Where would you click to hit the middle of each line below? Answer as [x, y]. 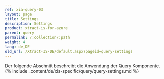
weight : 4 [15, 42]
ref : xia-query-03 [24, 10]
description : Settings [29, 24]
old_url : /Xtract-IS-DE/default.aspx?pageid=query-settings [69, 51]
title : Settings [22, 19]
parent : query [20, 33]
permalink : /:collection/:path [38, 38]
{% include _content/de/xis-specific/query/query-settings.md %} [72, 71]
